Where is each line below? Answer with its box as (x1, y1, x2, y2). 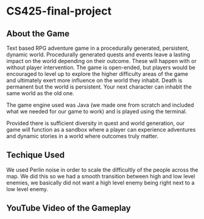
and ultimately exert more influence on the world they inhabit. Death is (6, 77, 183, 84)
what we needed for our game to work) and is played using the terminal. (6, 108, 188, 115)
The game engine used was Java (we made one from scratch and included (6, 101, 194, 109)
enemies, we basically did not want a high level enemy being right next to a (6, 179, 195, 186)
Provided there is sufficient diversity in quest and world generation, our (6, 120, 185, 127)
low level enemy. (6, 185, 49, 192)
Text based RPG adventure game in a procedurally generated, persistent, (6, 44, 189, 52)
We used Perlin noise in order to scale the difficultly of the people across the (6, 166, 199, 174)
